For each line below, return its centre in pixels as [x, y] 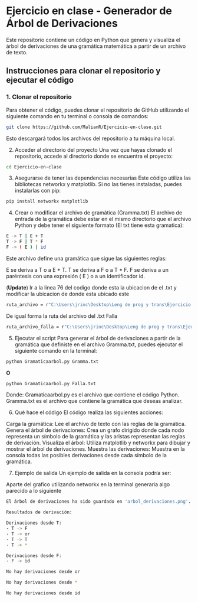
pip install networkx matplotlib [47, 201]
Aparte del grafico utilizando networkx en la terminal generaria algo [88, 484]
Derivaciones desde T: [34, 523]
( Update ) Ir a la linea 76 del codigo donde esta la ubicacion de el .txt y [91, 287]
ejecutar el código [40, 80]
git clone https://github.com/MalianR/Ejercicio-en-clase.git [84, 127]
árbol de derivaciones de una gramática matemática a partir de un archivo [96, 46]
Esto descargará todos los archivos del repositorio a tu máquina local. [91, 138]
